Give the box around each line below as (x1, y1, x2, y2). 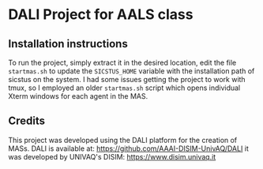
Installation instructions (8, 37, 128, 51)
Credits (8, 115, 46, 128)
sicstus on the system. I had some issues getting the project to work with (8, 75, 246, 84)
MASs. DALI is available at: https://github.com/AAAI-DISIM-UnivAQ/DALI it (8, 144, 249, 153)
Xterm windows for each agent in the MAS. (8, 92, 148, 100)
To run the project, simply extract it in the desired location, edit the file (8, 58, 237, 67)
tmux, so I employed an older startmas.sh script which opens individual (8, 83, 241, 92)
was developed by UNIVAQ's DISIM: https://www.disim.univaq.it (8, 152, 216, 161)
